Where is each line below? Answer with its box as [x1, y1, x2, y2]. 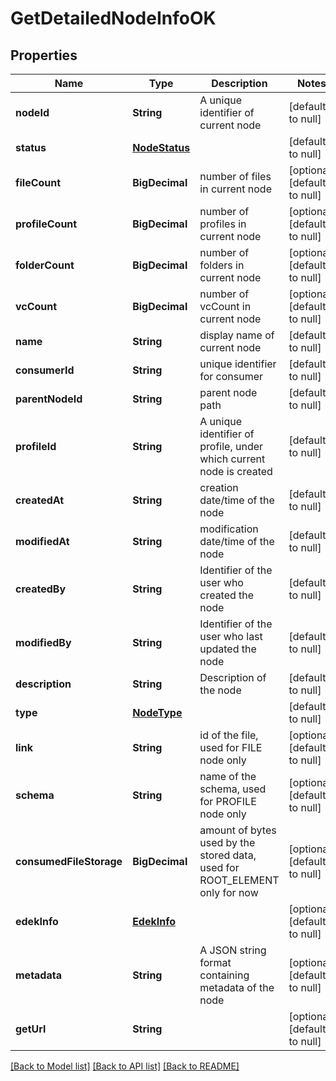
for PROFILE [199, 795, 257, 808]
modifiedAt [15, 535, 70, 548]
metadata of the [199, 981, 275, 994]
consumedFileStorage [15, 855, 123, 868]
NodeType [132, 706, 183, 719]
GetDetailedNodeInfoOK [10, 7, 217, 30]
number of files [199, 170, 272, 183]
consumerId [15, 363, 75, 377]
